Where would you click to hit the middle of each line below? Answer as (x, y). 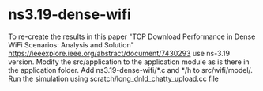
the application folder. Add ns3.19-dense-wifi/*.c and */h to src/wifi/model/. (130, 70)
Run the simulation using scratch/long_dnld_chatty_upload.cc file (113, 78)
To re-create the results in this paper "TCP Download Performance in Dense (132, 36)
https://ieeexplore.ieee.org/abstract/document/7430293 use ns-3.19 (119, 53)
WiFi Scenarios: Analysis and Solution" (71, 44)
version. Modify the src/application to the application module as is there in (129, 62)
